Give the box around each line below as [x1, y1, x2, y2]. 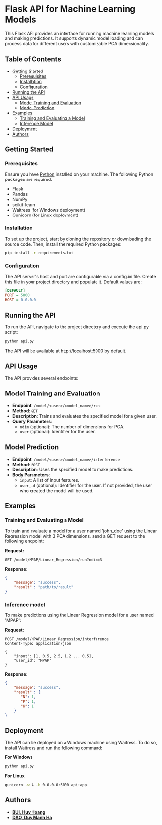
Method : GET [12, 408, 38, 414]
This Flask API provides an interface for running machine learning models [5, 30, 154, 36]
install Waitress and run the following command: [5, 745, 102, 751]
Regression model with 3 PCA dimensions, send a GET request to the [5, 533, 145, 539]
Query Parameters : [12, 418, 53, 424]
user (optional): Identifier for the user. [19, 429, 96, 434]
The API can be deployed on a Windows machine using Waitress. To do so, [5, 739, 157, 745]
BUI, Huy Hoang [12, 809, 46, 815]
